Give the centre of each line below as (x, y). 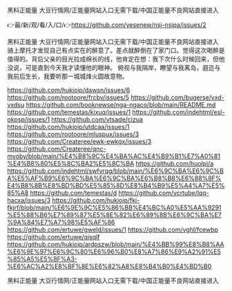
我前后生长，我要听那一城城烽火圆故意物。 (68, 76)
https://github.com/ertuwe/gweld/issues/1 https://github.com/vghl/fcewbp (113, 229)
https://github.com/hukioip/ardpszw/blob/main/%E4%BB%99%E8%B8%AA (116, 244)
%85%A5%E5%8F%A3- (42, 259)
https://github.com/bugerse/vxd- (177, 97)
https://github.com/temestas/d (74, 193)
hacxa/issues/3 (29, 200)
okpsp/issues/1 (29, 119)
